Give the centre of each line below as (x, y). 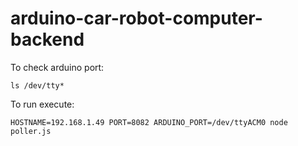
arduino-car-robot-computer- (136, 18)
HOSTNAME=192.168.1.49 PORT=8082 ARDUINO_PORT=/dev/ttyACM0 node (149, 122)
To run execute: (42, 104)
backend (47, 39)
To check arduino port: (57, 67)
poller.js (31, 131)
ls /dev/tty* (37, 85)
